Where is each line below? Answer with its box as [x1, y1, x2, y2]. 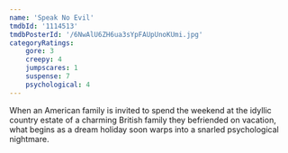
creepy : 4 [25, 55, 63, 64]
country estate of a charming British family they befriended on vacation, [9, 114, 276, 125]
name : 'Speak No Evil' [9, 13, 94, 22]
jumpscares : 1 [25, 64, 78, 73]
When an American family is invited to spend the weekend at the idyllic [9, 104, 272, 115]
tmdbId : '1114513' [9, 22, 78, 31]
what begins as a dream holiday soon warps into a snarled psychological [9, 123, 279, 135]
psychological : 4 [25, 80, 91, 89]
